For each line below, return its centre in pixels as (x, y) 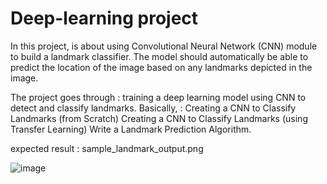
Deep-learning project (104, 18)
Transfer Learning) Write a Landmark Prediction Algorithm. (131, 129)
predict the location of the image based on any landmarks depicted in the (161, 67)
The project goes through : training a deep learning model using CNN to (158, 97)
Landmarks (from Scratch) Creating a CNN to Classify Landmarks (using (159, 118)
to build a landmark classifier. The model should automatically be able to (159, 56)
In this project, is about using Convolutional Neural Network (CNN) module (164, 46)
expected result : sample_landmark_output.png (107, 148)
